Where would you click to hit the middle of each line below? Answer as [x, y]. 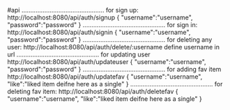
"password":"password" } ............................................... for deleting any [110, 40]
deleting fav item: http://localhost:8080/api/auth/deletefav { [93, 91]
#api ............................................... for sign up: [73, 10]
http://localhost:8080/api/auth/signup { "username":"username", [100, 17]
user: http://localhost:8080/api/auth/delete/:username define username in [113, 47]
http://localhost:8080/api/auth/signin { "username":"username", [99, 32]
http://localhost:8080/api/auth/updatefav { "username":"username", [105, 77]
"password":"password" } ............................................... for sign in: [102, 25]
